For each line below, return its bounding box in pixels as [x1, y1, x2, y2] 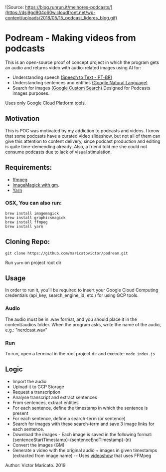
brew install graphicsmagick [5, 215, 66, 220]
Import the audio [12, 378, 47, 384]
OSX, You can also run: [5, 200, 62, 207]
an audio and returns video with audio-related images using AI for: [5, 64, 142, 70]
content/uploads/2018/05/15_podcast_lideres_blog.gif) [5, 15, 118, 20]
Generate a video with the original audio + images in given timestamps [12, 447, 158, 453]
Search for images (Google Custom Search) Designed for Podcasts [12, 85, 151, 91]
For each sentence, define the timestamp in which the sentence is [12, 405, 148, 411]
